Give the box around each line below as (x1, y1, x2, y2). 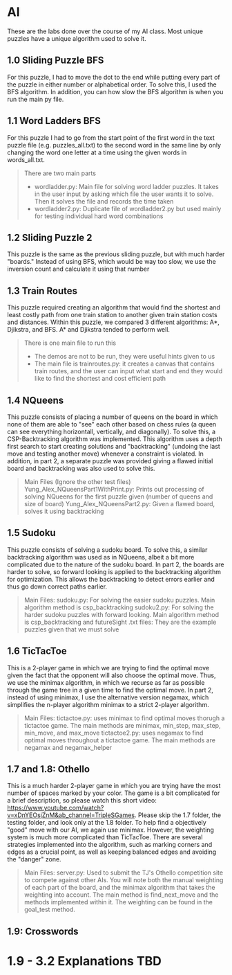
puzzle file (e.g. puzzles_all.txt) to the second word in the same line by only (7, 141, 222, 149)
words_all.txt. (7, 155, 45, 163)
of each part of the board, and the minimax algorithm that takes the (23, 884, 215, 892)
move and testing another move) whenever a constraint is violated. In (7, 449, 204, 458)
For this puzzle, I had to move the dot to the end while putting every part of (7, 73, 220, 81)
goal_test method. (23, 905, 76, 914)
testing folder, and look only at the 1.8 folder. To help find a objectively (7, 819, 207, 827)
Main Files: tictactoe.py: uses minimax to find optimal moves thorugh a (23, 714, 225, 722)
